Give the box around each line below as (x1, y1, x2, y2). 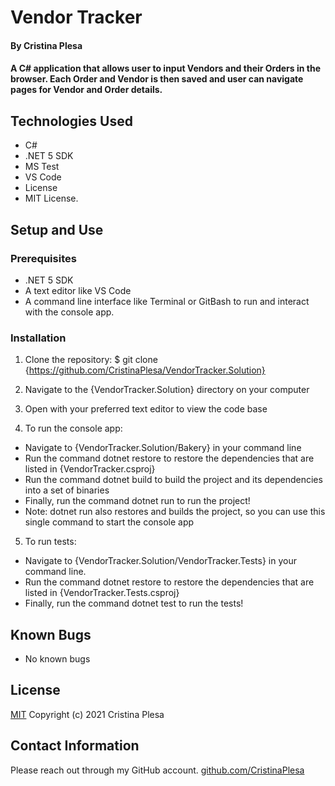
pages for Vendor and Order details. (10, 84, 163, 96)
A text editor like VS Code (24, 284, 132, 296)
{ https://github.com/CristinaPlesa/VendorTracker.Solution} (24, 364, 266, 376)
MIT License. (24, 192, 79, 205)
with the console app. (24, 306, 115, 318)
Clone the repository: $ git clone (24, 354, 158, 366)
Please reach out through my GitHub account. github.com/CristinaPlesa (10, 764, 305, 776)
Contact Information (10, 737, 140, 755)
